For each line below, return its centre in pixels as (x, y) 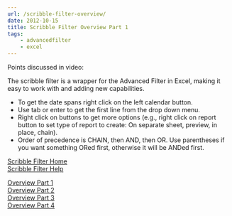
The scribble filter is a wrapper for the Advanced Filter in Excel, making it (114, 81)
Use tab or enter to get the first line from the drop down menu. (109, 110)
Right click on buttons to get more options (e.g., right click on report (117, 117)
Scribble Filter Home (37, 161)
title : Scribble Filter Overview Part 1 (68, 27)
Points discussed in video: (45, 67)
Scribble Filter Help (35, 169)
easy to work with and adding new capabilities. (76, 88)
